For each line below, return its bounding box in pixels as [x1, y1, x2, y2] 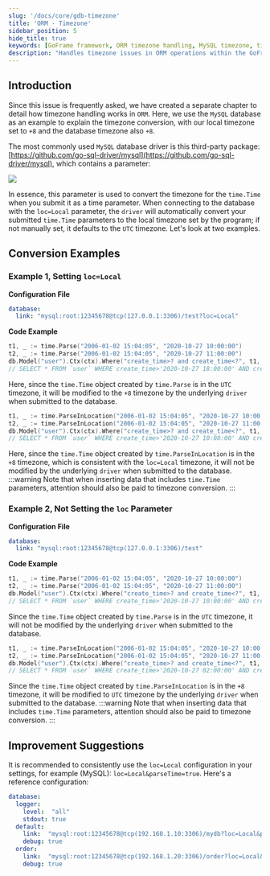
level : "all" [22, 808, 70, 816]
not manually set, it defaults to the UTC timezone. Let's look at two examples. [8, 223, 261, 233]
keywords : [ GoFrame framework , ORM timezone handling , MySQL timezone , [8, 42, 253, 50]
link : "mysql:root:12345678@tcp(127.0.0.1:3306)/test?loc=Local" [15, 312, 239, 320]
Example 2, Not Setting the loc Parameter [8, 504, 173, 515]
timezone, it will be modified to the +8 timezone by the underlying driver [8, 388, 247, 397]
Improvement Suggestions [8, 738, 145, 752]
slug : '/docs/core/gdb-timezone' [8, 11, 121, 20]
